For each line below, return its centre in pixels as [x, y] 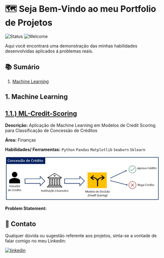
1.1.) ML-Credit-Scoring [41, 114]
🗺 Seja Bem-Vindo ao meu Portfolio [81, 9]
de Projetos [29, 23]
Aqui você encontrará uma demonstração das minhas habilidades [71, 46]
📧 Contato [21, 224]
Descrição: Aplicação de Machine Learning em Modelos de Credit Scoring [80, 125]
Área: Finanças [21, 140]
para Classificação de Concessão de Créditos [51, 130]
